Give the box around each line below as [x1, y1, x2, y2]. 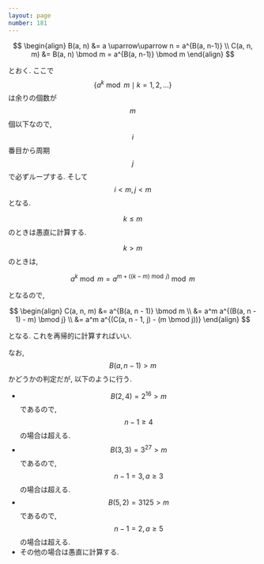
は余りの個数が [8, 93, 57, 103]
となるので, [8, 290, 45, 300]
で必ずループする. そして [8, 172, 89, 182]
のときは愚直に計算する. [8, 228, 87, 237]
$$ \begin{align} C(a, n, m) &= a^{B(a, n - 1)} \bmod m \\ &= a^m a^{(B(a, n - [9, 306, 257, 316]
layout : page [8, 11, 51, 20]
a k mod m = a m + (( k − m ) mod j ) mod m [70, 273, 196, 283]
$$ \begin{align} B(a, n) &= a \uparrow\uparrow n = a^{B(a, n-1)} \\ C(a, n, [13, 40, 253, 50]
